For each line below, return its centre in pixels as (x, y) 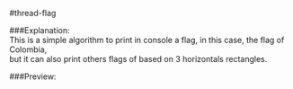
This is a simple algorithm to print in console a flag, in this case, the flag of (147, 40)
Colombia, (28, 49)
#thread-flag (33, 13)
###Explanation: (40, 30)
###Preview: (33, 76)
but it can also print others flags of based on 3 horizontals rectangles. (138, 59)
